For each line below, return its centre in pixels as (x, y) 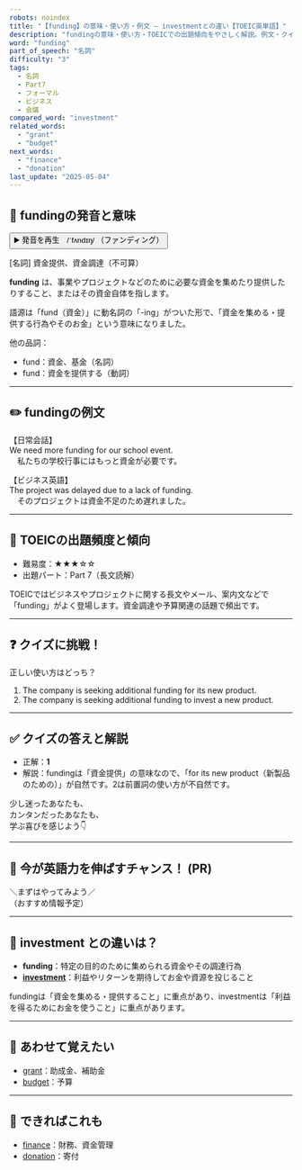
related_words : (38, 127)
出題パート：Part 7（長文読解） (80, 575)
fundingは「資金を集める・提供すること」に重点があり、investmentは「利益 (150, 996)
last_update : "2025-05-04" (60, 176)
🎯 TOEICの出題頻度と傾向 (80, 540)
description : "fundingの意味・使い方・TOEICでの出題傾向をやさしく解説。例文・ (145, 34)
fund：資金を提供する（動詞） (78, 373)
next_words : (31, 151)
